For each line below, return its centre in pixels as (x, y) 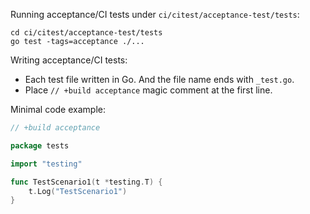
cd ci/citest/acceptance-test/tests (86, 33)
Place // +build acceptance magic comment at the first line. (148, 90)
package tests (40, 145)
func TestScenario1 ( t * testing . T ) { (86, 182)
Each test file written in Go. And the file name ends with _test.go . (159, 79)
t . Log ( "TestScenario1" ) (78, 191)
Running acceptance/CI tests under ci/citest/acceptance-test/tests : (155, 14)
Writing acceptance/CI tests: (69, 60)
